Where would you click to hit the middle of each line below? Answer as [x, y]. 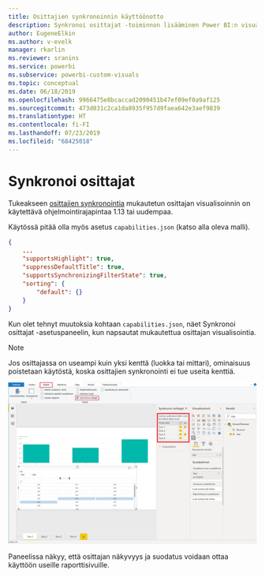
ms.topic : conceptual [44, 83]
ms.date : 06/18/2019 [42, 91]
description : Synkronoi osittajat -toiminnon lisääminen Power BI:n [123, 25]
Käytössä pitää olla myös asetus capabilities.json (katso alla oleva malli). [129, 227]
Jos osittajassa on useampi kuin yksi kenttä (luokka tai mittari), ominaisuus [129, 363]
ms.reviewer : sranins [44, 58]
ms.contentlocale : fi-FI [49, 125]
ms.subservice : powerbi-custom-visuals [74, 75]
